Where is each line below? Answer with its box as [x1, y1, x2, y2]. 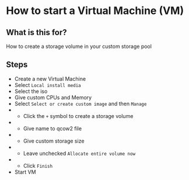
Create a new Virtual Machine [14, 75, 86, 82]
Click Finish [23, 162, 53, 169]
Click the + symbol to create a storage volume [23, 112, 134, 119]
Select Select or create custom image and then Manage [14, 100, 147, 107]
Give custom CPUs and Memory [14, 94, 92, 101]
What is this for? [6, 27, 67, 37]
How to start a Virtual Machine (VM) [6, 4, 184, 18]
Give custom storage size [23, 137, 85, 144]
